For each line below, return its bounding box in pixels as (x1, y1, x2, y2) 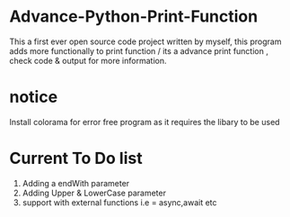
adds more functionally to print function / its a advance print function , (9, 45, 269, 56)
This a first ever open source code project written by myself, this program (9, 36, 282, 47)
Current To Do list (9, 149, 143, 168)
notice (9, 87, 58, 107)
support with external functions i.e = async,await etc (22, 196, 217, 208)
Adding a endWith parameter (22, 177, 130, 188)
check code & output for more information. (9, 55, 167, 66)
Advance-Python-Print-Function (9, 6, 259, 27)
